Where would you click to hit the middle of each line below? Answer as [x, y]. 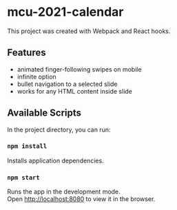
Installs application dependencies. [56, 160]
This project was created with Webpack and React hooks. [89, 31]
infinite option [37, 76]
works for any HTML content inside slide [75, 91]
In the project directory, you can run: [59, 129]
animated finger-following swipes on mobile [80, 69]
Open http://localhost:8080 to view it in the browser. [81, 199]
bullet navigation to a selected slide [67, 84]
